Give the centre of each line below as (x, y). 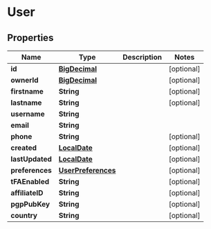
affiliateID (27, 193)
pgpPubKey (30, 204)
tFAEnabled (30, 181)
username (28, 114)
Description (143, 57)
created (24, 148)
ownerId (25, 80)
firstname (27, 91)
